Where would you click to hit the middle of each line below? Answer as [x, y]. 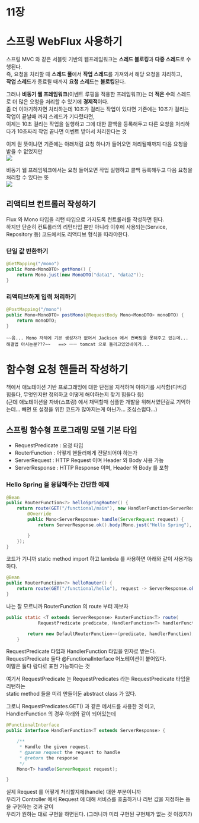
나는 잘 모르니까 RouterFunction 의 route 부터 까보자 [67, 606]
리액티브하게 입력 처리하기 [41, 297]
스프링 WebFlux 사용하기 [64, 42]
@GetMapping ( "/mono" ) [33, 264]
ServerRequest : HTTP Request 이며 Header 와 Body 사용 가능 [89, 460]
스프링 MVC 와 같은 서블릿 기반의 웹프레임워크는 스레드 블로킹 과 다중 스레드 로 [96, 59]
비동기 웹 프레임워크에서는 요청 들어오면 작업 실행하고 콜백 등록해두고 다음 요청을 [99, 170]
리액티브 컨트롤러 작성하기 [51, 204]
